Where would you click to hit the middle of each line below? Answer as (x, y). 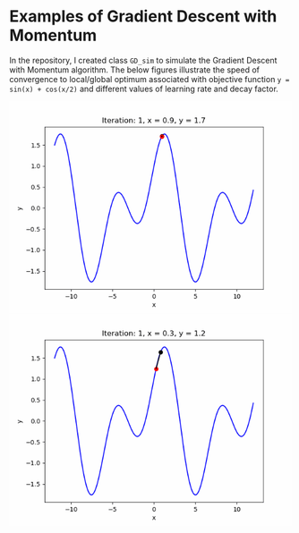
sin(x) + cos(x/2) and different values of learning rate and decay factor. (144, 89)
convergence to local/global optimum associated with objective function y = (149, 79)
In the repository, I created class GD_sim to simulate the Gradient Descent (143, 60)
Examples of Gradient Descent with (143, 17)
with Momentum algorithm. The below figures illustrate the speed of (135, 70)
